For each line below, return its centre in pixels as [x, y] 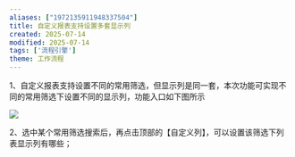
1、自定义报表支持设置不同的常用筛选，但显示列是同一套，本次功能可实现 [144, 85]
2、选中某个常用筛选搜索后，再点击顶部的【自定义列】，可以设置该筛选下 [143, 132]
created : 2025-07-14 [48, 34]
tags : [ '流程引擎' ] [43, 51]
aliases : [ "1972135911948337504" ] [74, 17]
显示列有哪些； [44, 143]
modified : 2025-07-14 [50, 42]
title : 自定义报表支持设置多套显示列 [70, 26]
